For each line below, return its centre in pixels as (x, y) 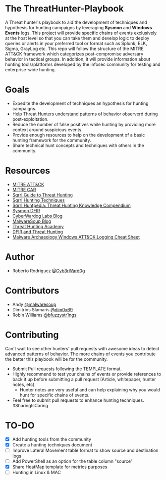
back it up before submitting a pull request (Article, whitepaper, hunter (84, 379)
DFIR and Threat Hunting (38, 232)
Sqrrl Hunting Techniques (38, 200)
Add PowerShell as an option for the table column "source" (72, 461)
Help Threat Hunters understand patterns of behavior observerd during (85, 114)
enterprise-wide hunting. (30, 69)
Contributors (32, 290)
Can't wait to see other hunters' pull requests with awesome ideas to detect (82, 348)
